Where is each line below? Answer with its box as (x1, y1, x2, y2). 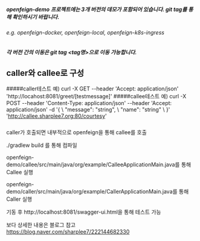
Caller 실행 (6, 195, 32, 203)
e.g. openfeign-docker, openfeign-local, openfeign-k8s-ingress (6, 29, 165, 36)
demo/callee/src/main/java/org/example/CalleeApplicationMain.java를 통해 (6, 161, 192, 168)
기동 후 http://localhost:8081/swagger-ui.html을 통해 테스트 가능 (6, 208, 161, 216)
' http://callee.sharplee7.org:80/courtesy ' (6, 112, 107, 120)
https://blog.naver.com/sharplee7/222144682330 (6, 228, 130, 235)
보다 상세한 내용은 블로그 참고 (6, 221, 76, 228)
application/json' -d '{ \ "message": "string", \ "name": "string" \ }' (6, 106, 170, 114)
